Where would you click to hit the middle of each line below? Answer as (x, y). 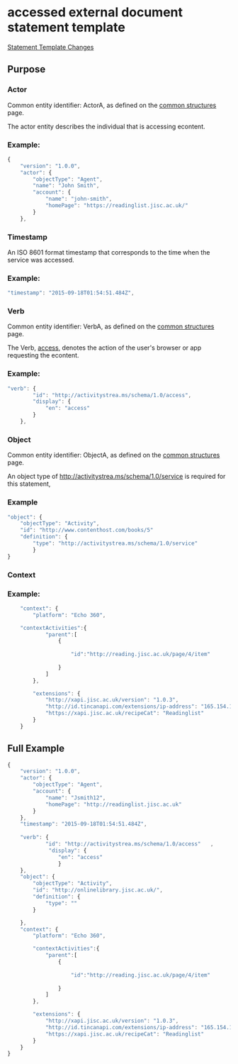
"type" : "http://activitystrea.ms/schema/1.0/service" (115, 543)
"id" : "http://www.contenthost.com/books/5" (87, 530)
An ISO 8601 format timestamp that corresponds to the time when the (109, 252)
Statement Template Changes (51, 47)
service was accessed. (41, 260)
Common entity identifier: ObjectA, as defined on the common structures (114, 455)
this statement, (29, 484)
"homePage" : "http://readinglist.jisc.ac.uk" (113, 804)
